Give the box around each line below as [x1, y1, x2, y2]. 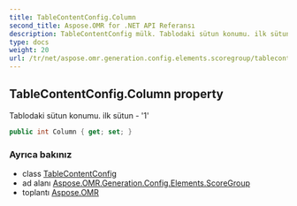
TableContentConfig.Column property [9, 87, 224, 102]
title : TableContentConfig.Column [9, 12, 137, 22]
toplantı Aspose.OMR [21, 187, 99, 197]
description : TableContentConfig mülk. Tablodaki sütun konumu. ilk [9, 29, 267, 38]
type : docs [9, 37, 49, 47]
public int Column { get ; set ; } [9, 127, 133, 136]
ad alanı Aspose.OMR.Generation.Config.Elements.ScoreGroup [21, 178, 250, 188]
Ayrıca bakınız [9, 148, 72, 160]
